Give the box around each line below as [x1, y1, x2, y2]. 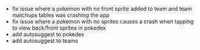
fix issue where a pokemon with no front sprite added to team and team [12, 5, 192, 12]
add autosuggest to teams [12, 37, 78, 44]
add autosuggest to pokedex [12, 31, 84, 38]
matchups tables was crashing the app [12, 11, 110, 19]
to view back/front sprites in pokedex [12, 24, 106, 31]
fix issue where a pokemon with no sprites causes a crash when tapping [12, 18, 194, 25]
